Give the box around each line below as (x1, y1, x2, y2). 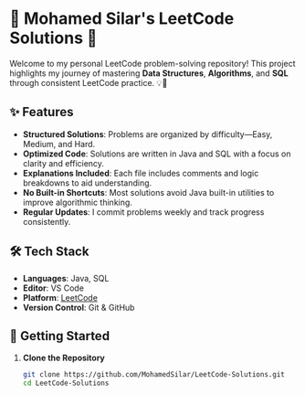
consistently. (22, 216, 71, 227)
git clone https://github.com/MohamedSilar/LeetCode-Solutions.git (22, 370, 285, 379)
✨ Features (9, 104, 74, 120)
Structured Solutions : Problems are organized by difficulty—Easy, (22, 128, 273, 140)
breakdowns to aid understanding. (22, 177, 152, 188)
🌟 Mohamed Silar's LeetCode (9, 8, 235, 29)
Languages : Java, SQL (22, 272, 110, 283)
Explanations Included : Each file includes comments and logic (22, 167, 259, 178)
